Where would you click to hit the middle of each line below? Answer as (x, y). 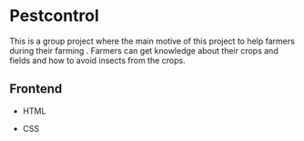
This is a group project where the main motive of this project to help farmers (152, 41)
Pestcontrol (55, 16)
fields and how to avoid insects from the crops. (97, 60)
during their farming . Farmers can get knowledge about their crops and (144, 50)
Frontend (36, 89)
